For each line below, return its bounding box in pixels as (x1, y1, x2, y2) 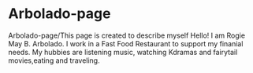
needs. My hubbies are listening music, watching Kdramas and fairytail (8, 47, 238, 57)
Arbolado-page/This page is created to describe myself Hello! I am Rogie (8, 31, 246, 40)
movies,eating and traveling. (8, 56, 100, 65)
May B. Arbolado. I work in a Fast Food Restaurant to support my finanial (8, 38, 244, 48)
